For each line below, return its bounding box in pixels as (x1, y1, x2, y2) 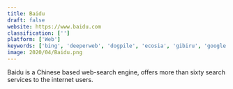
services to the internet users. (7, 75, 93, 83)
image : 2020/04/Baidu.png (7, 49, 82, 56)
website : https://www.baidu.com (7, 23, 101, 30)
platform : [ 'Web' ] (7, 36, 61, 43)
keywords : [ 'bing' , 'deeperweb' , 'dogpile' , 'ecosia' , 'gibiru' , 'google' (7, 42, 230, 49)
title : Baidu (7, 10, 45, 17)
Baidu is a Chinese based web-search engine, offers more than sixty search (7, 67, 225, 76)
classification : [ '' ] (7, 29, 70, 37)
